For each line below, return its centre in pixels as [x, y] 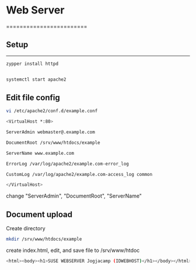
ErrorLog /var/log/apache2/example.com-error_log [68, 164]
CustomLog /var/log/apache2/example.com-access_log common [79, 174]
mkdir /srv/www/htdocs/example [44, 239]
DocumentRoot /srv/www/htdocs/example [53, 143]
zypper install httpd [32, 64]
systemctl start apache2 [36, 79]
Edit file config [33, 97]
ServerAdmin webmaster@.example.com [50, 132]
